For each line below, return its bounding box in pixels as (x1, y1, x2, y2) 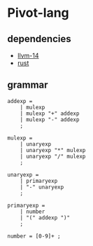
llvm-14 (17, 51, 39, 60)
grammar (7, 79, 48, 91)
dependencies (7, 33, 71, 45)
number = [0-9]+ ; (7, 233, 61, 240)
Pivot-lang (7, 5, 70, 21)
